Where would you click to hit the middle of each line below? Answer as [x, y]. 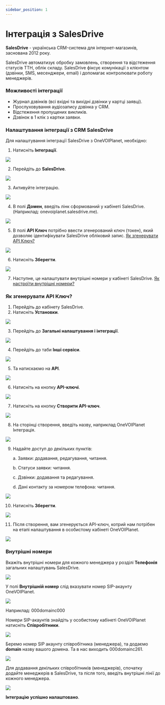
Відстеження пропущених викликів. [50, 112]
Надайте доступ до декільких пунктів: [52, 449]
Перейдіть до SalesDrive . [39, 169]
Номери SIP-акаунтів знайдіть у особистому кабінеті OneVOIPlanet [76, 620]
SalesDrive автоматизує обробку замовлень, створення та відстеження [81, 62]
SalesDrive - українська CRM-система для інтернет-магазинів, [72, 48]
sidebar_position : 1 [27, 10]
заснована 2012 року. [28, 53]
